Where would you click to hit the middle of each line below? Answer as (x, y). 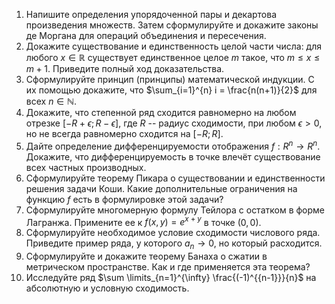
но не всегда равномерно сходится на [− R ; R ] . (124, 133)
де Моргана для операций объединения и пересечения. (146, 35)
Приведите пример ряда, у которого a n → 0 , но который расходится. (174, 244)
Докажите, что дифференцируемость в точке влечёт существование (173, 156)
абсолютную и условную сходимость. (107, 288)
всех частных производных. (86, 167)
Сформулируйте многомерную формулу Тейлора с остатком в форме (175, 210)
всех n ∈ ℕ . (51, 101)
